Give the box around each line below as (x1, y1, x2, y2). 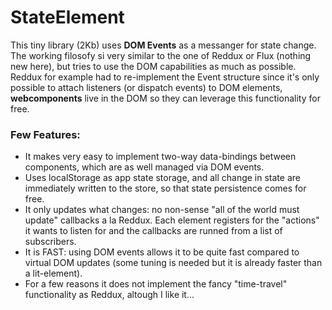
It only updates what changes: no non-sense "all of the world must (24, 204, 300, 216)
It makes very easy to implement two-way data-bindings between (24, 151, 297, 163)
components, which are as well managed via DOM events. (24, 161, 265, 173)
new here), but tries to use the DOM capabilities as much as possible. (10, 60, 297, 72)
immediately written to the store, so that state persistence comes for (24, 182, 307, 195)
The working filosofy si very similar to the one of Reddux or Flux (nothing (10, 49, 312, 61)
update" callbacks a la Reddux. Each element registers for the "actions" (24, 214, 320, 226)
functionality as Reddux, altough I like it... (24, 289, 195, 301)
